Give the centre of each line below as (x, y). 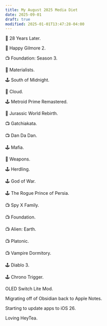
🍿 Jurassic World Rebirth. (32, 114)
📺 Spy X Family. (22, 205)
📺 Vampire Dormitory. (28, 253)
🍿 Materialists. (20, 70)
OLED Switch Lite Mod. (29, 289)
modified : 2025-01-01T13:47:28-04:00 (45, 24)
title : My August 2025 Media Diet (42, 10)
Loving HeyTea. (21, 318)
